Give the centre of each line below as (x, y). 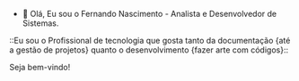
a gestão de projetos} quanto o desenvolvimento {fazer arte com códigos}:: (149, 50)
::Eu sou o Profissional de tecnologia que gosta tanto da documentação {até (150, 40)
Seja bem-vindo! (40, 67)
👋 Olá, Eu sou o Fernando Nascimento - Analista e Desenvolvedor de (149, 14)
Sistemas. (40, 23)
